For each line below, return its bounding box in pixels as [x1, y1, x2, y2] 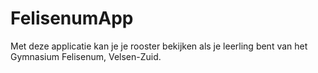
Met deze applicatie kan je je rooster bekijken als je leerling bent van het [10, 40, 308, 52]
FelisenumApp [10, 7, 134, 30]
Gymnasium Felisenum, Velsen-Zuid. [10, 50, 162, 62]
